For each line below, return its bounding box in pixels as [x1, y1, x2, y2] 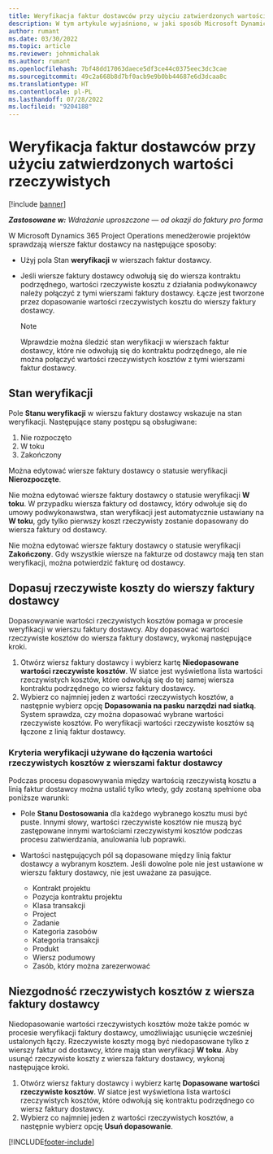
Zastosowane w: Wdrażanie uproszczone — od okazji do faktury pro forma [8, 215, 263, 225]
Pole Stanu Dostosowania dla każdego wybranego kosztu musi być [19, 808, 248, 818]
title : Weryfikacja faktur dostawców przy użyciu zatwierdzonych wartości [8, 11, 267, 20]
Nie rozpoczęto [19, 432, 72, 442]
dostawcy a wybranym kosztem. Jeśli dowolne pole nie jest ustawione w [19, 859, 264, 868]
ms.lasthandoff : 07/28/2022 [8, 95, 104, 103]
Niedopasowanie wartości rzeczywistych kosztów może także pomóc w [8, 1019, 249, 1029]
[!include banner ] [8, 199, 67, 209]
